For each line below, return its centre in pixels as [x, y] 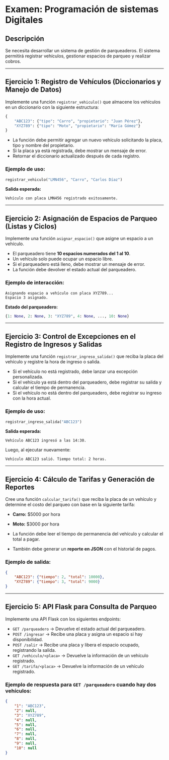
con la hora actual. [32, 398]
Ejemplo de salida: [28, 562]
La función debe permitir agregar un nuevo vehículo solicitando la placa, [87, 140]
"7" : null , [26, 734]
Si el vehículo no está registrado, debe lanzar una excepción [75, 371]
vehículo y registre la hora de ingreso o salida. [53, 362]
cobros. [13, 61]
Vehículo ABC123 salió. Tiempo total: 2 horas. [56, 459]
